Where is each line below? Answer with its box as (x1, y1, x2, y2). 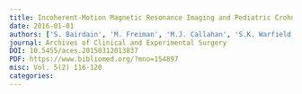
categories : (9, 72, 54, 81)
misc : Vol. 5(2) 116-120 (9, 64, 102, 73)
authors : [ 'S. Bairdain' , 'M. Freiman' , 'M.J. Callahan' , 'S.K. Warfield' (9, 30, 296, 38)
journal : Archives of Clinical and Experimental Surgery (9, 38, 227, 47)
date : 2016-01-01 (9, 21, 75, 30)
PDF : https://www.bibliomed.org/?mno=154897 (9, 55, 179, 64)
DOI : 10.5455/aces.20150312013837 (9, 47, 139, 56)
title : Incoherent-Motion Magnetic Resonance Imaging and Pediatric (9, 13, 271, 22)
